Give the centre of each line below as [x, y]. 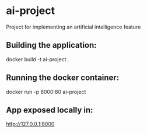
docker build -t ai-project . [38, 59]
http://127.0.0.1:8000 [30, 124]
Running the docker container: [63, 78]
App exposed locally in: [50, 110]
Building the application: [52, 45]
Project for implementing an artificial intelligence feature [73, 27]
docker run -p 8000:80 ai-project [46, 92]
